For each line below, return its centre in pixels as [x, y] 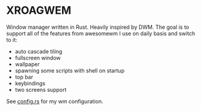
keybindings [30, 83]
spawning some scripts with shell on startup [70, 70]
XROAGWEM [39, 10]
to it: [12, 40]
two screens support [41, 89]
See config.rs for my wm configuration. [55, 101]
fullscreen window [38, 58]
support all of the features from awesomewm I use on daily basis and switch [101, 33]
